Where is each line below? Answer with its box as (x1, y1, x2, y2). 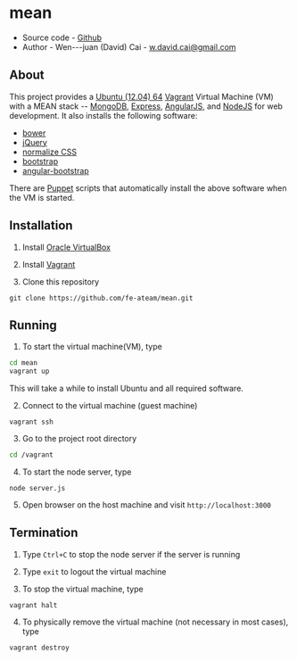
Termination (9, 525, 78, 541)
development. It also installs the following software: (9, 110, 198, 120)
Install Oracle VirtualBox (21, 242, 111, 252)
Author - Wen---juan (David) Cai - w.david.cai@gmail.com (21, 41, 236, 52)
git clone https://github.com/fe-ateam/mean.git (9, 293, 194, 302)
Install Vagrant (21, 259, 76, 269)
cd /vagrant (9, 450, 54, 459)
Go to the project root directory (21, 434, 137, 444)
